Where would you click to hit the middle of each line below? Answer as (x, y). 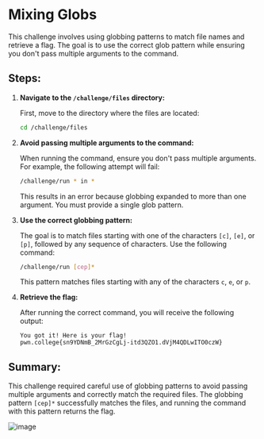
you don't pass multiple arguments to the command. (94, 53)
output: (31, 321)
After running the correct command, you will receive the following (127, 313)
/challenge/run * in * (57, 181)
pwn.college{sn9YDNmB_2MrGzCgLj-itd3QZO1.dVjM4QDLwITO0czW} (121, 343)
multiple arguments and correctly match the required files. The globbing (126, 395)
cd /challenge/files (54, 127)
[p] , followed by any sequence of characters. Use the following (123, 244)
